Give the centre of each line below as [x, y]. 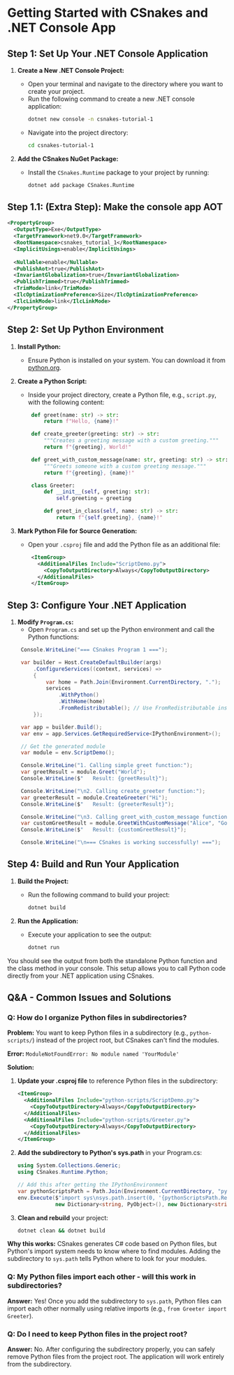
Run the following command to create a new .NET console [111, 99]
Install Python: [39, 346]
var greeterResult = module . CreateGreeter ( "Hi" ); [94, 797]
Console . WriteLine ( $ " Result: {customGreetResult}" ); [104, 830]
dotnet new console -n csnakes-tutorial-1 [90, 119]
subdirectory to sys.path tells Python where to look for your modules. [107, 1259]
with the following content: [66, 402]
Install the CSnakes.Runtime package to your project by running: [118, 172]
